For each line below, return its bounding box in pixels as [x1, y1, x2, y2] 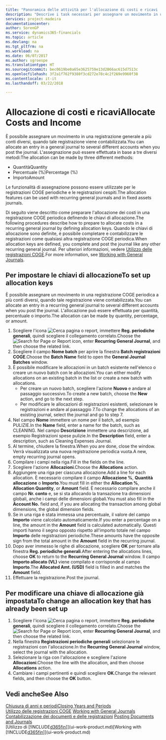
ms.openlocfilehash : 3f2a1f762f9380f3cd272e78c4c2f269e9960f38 [5, 72, 138, 77]
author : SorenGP [5, 26, 39, 31]
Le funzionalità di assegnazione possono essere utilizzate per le [5, 184, 136, 190]
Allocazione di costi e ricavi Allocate [5, 106, 156, 118]
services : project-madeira [5, 16, 61, 21]
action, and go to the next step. [20, 396, 84, 402]
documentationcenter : [5, 21, 50, 26]
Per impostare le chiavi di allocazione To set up [5, 271, 151, 279]
